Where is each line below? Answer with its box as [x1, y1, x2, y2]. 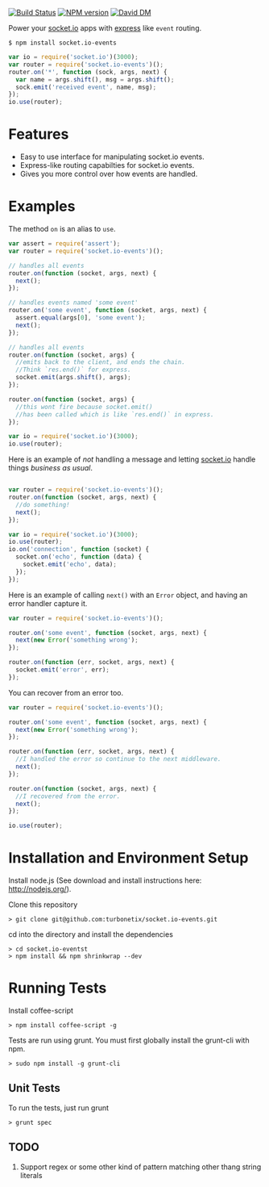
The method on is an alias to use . [8, 224, 116, 233]
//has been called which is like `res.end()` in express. [15, 410, 215, 419]
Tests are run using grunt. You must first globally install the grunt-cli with [8, 1035, 250, 1045]
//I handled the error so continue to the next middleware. [15, 755, 221, 763]
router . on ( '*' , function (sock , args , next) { [8, 68, 168, 76]
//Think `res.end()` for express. [15, 366, 131, 374]
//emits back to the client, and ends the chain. [15, 358, 185, 366]
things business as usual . [8, 463, 93, 473]
